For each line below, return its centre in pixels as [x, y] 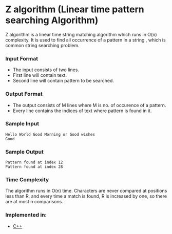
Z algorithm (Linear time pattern [75, 9]
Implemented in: [26, 215]
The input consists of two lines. [46, 70]
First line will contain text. [40, 75]
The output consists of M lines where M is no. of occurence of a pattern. [89, 105]
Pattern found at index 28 [34, 167]
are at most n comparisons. [34, 202]
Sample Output [24, 152]
